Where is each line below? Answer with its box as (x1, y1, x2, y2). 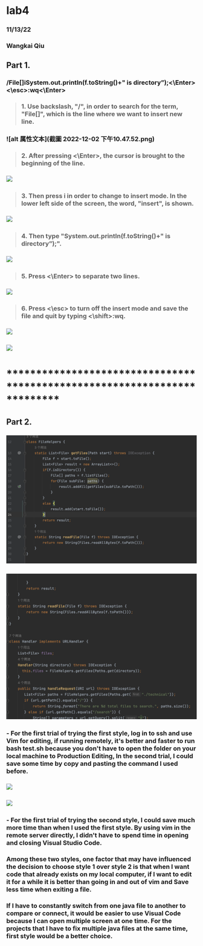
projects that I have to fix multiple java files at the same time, (6, 924, 188, 933)
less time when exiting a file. (6, 885, 92, 893)
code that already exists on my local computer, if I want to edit (6, 870, 192, 878)
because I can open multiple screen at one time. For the (6, 916, 172, 925)
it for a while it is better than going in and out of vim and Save (6, 877, 189, 886)
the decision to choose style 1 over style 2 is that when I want (6, 862, 190, 871)
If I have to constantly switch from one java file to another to (6, 901, 186, 910)
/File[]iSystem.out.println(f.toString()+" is (6, 78, 132, 87)
